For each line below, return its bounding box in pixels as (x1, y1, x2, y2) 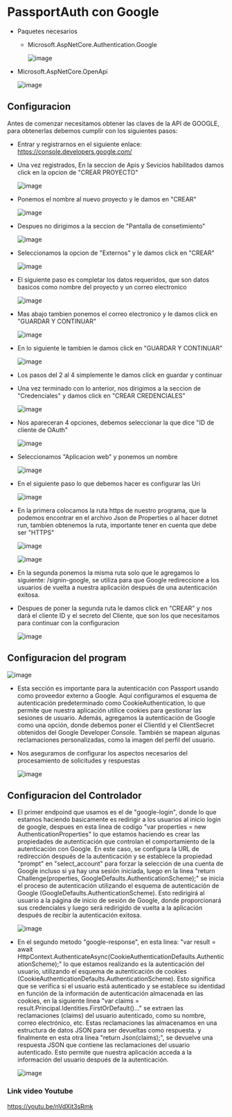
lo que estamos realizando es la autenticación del (63, 960, 205, 968)
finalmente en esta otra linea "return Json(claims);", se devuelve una (17, 1033, 213, 1042)
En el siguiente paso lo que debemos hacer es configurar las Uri (17, 479, 201, 488)
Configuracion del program (7, 652, 127, 664)
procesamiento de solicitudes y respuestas (17, 756, 141, 765)
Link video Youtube (7, 1087, 74, 1096)
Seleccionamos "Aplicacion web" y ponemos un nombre (17, 452, 178, 461)
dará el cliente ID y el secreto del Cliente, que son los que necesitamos (17, 611, 220, 620)
